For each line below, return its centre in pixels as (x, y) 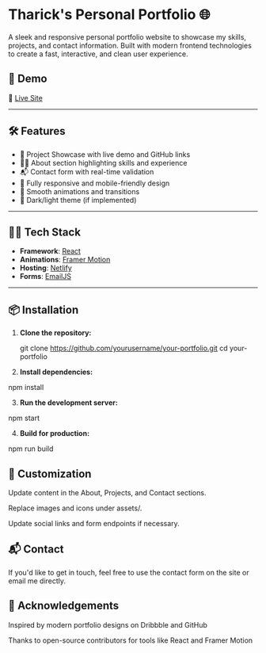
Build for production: (54, 433)
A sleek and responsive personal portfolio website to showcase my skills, (127, 36)
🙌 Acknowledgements (64, 606)
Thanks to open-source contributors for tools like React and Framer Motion (131, 640)
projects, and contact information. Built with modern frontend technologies (130, 45)
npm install (26, 388)
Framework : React (50, 251)
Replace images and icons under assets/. (75, 508)
